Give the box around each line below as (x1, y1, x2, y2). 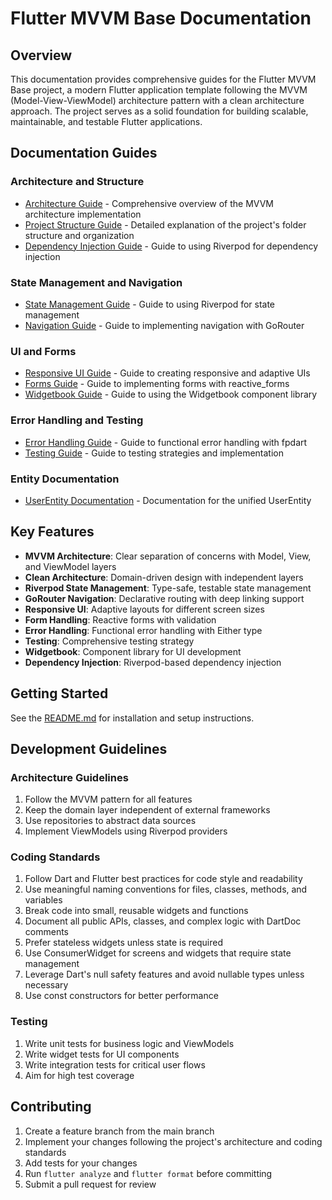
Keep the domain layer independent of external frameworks (24, 804, 271, 816)
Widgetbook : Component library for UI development (24, 645, 242, 657)
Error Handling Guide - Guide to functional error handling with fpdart (24, 436, 308, 448)
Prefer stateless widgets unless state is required (24, 937, 223, 949)
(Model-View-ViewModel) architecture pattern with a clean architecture (10, 95, 305, 106)
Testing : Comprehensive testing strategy (24, 635, 195, 647)
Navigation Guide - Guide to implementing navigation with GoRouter (24, 319, 305, 331)
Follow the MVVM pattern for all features (24, 793, 193, 806)
